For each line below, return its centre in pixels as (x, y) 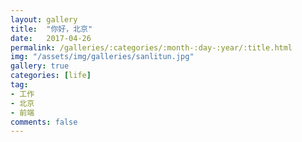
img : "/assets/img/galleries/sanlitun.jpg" (102, 57)
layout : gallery (44, 19)
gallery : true (40, 66)
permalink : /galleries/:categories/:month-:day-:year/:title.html (151, 47)
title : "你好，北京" (51, 29)
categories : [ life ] (51, 76)
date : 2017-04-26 (51, 38)
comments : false (44, 122)
